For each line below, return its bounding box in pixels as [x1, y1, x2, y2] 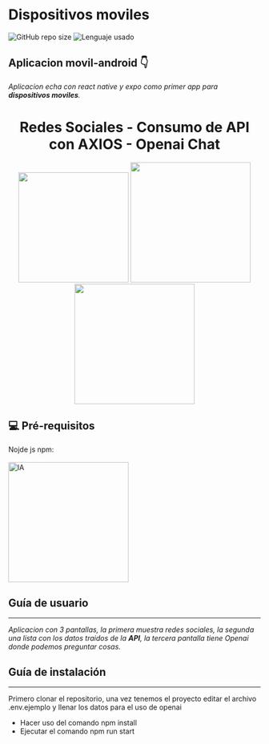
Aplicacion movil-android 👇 [8, 56, 149, 70]
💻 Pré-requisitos [8, 419, 95, 433]
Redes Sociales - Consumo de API [19, 118, 250, 136]
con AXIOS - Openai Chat [49, 135, 220, 153]
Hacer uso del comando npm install [19, 718, 138, 728]
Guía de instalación [8, 665, 106, 678]
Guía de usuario [8, 596, 89, 609]
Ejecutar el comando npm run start [19, 726, 134, 736]
